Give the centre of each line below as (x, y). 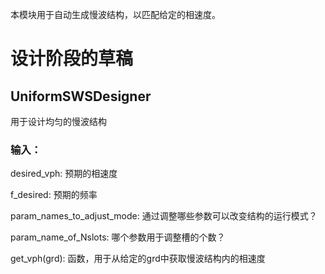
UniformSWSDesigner (81, 96)
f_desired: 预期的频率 (54, 195)
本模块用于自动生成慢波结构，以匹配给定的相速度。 (115, 14)
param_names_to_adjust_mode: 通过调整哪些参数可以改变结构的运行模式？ (164, 216)
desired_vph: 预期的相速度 (64, 174)
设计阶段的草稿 (72, 59)
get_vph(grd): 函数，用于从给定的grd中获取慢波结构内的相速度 (138, 259)
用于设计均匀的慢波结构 (58, 121)
